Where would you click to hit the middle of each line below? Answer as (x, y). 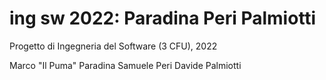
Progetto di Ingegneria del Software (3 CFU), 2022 (113, 46)
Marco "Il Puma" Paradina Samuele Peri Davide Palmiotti (125, 65)
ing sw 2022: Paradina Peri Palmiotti (163, 18)
